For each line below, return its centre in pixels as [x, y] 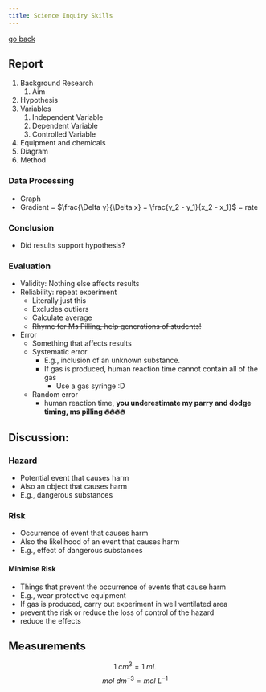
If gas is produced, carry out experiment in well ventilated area [124, 604]
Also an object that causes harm [73, 486]
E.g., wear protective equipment [73, 595]
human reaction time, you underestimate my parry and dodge [147, 403]
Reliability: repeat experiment [68, 292]
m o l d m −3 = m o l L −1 [135, 680]
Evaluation [29, 266]
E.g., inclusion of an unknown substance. [112, 360]
